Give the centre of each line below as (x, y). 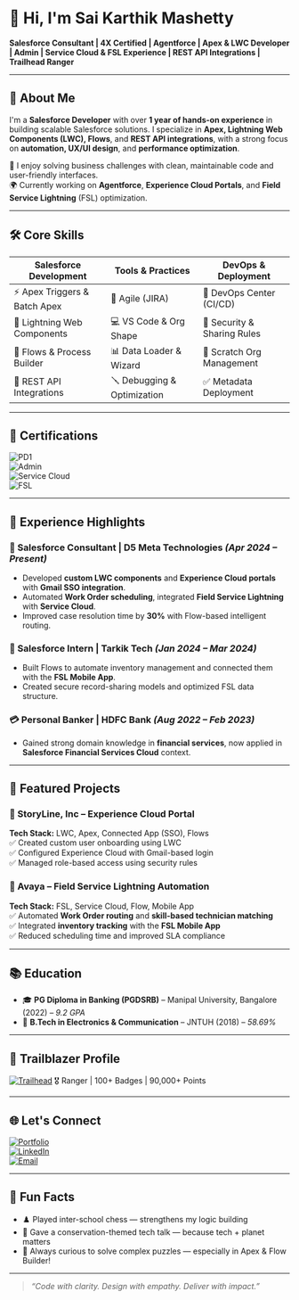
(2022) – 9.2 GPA (54, 1013)
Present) (28, 558)
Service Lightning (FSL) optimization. (79, 197)
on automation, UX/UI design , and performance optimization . (125, 148)
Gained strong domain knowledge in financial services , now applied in (152, 743)
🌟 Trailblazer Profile (65, 1059)
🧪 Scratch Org (232, 352)
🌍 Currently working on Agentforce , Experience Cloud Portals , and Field (145, 185)
